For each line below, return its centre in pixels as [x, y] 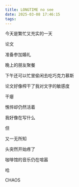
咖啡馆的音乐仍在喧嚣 [26, 160]
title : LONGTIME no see [29, 10]
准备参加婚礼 [18, 54]
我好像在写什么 [20, 118]
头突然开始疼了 [20, 149]
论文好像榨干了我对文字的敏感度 [37, 86]
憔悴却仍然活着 [20, 107]
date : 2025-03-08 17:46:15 [33, 14]
